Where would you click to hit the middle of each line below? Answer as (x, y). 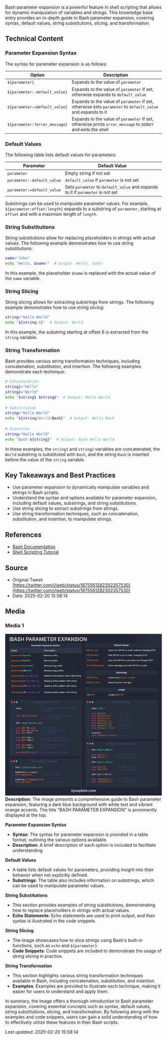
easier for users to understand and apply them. (61, 991)
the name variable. (23, 278)
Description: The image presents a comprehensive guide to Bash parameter (83, 799)
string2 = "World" (22, 392)
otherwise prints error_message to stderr (113, 124)
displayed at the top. (26, 815)
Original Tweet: (28, 580)
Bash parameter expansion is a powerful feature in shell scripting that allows (83, 7)
